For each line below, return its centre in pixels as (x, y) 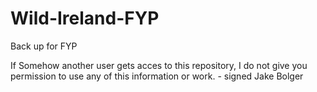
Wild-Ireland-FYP (85, 18)
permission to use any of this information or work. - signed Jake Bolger (157, 76)
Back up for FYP (44, 46)
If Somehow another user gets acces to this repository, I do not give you (159, 65)
